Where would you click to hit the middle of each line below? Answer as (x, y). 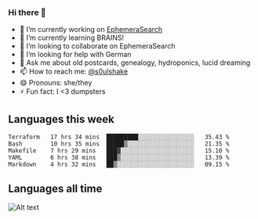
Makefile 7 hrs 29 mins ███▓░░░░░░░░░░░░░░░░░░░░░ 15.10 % (119, 151)
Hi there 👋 (27, 13)
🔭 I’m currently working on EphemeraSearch (91, 30)
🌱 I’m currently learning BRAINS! (71, 38)
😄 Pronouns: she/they (56, 83)
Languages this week (62, 119)
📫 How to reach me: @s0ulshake (73, 72)
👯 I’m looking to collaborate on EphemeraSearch (97, 46)
